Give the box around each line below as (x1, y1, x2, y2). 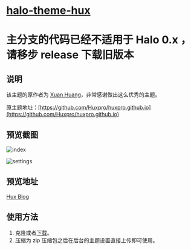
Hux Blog (6, 193, 29, 200)
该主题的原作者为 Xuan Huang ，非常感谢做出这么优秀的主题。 (6, 91, 161, 98)
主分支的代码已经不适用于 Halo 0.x (6, 33, 178, 47)
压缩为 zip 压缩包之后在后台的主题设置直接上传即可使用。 (15, 236, 158, 244)
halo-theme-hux (6, 4, 91, 17)
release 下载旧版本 (40, 48, 134, 62)
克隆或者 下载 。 (15, 229, 53, 236)
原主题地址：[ (6, 104, 40, 111)
